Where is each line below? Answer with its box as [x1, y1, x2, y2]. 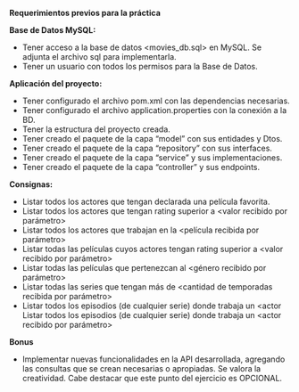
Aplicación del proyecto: [9, 78, 103, 88]
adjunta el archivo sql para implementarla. [21, 52, 177, 61]
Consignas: [9, 179, 54, 190]
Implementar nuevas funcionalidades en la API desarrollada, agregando [21, 354, 286, 364]
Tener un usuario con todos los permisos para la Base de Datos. [21, 61, 259, 71]
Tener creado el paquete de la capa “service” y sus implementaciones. [21, 152, 283, 163]
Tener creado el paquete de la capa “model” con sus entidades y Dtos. [21, 134, 283, 143]
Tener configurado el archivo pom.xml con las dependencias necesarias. [21, 95, 290, 106]
